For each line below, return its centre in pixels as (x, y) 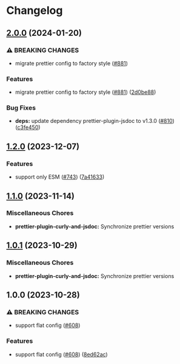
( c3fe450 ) (28, 127)
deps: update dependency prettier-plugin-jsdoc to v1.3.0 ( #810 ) (95, 121)
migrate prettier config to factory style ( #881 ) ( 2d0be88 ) (85, 92)
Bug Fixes (21, 108)
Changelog (35, 11)
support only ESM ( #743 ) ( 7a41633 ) (60, 177)
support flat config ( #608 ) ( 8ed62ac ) (61, 354)
